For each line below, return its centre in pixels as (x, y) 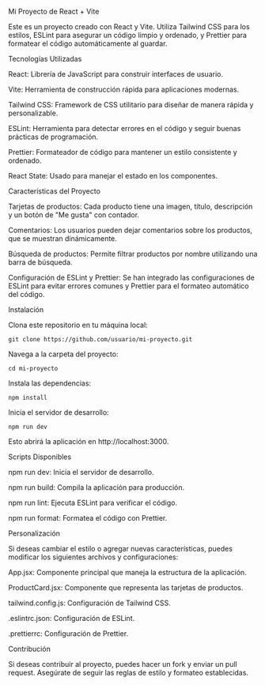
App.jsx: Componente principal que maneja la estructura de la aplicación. (127, 572)
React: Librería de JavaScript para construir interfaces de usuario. (116, 74)
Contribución (30, 649)
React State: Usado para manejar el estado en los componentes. (113, 176)
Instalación (26, 310)
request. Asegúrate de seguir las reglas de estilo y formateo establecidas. (129, 672)
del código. (26, 294)
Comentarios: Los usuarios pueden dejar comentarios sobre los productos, (131, 230)
